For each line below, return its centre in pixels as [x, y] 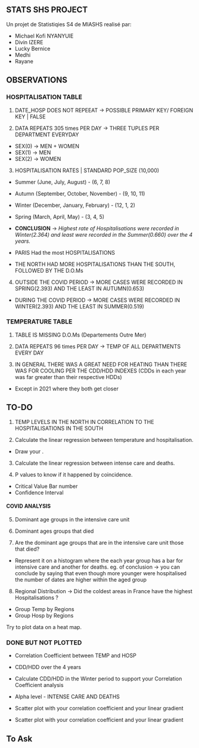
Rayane [24, 61]
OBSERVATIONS [37, 80]
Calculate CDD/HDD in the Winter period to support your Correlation [98, 679]
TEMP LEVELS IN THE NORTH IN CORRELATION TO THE [84, 422]
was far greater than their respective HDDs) [68, 377]
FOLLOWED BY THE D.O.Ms [49, 270]
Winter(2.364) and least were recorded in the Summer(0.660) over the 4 [104, 234]
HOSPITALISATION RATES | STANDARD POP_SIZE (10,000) [87, 170]
